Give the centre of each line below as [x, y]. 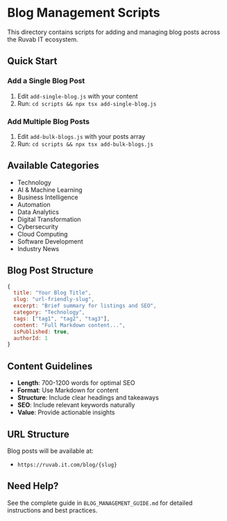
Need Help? [33, 486]
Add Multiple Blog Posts [49, 121]
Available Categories [53, 165]
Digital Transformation [49, 219]
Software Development [50, 241]
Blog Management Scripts [84, 13]
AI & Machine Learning [50, 189]
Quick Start [32, 61]
